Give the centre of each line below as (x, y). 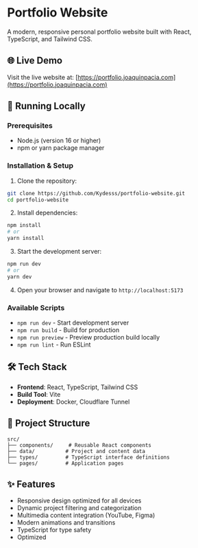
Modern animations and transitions (66, 523)
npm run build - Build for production (68, 330)
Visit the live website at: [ (42, 77)
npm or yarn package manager (61, 148)
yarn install (26, 239)
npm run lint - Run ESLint (54, 344)
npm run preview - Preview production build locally (88, 338)
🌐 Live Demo (35, 61)
